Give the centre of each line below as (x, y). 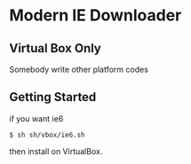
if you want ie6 (36, 118)
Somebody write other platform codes (79, 69)
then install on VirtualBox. (56, 151)
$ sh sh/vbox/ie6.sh (48, 135)
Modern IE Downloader (95, 16)
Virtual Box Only (56, 48)
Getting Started (53, 97)
